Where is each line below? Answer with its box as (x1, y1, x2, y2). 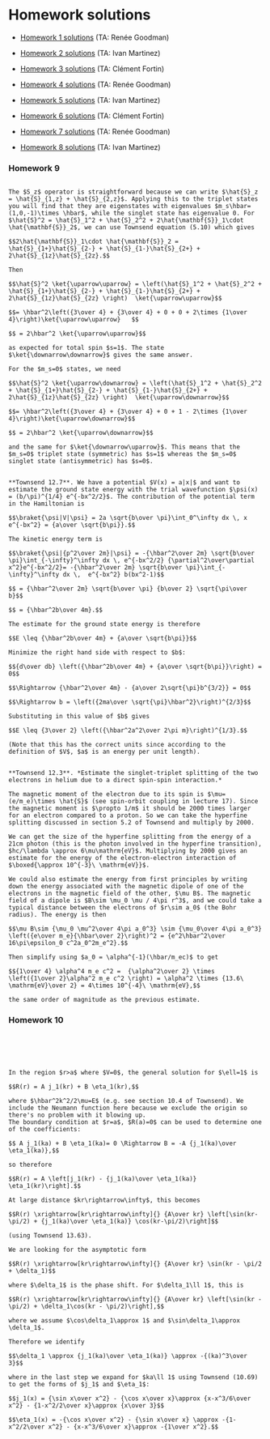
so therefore (8, 1160, 53, 1169)
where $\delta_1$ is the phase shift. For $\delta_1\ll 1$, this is (8, 1281, 244, 1289)
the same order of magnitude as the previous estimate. (8, 996, 200, 1004)
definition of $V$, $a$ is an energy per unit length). (8, 747, 200, 756)
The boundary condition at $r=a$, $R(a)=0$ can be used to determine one (8, 1118, 263, 1126)
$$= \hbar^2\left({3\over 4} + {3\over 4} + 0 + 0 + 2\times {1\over (8, 309, 248, 317)
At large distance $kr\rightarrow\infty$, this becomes (8, 1196, 200, 1204)
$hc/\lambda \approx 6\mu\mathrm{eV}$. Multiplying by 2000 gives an (8, 847, 248, 855)
